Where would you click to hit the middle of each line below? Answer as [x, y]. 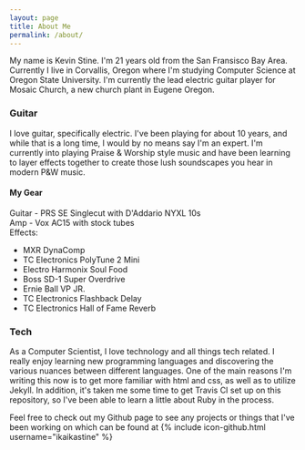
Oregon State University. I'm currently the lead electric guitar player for [142, 80]
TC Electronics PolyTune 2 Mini [81, 260]
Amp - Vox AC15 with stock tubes [72, 222]
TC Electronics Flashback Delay [82, 298]
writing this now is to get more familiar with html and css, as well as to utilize [152, 381]
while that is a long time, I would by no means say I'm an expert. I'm [137, 143]
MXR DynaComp [54, 250]
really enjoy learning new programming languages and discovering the [142, 362]
